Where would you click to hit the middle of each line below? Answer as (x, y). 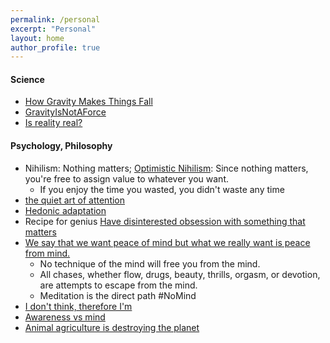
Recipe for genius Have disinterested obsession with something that (165, 221)
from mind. (47, 253)
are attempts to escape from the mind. (118, 285)
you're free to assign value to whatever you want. (126, 178)
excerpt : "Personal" (53, 29)
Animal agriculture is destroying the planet (112, 327)
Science (27, 79)
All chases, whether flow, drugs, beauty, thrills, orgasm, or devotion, (180, 274)
